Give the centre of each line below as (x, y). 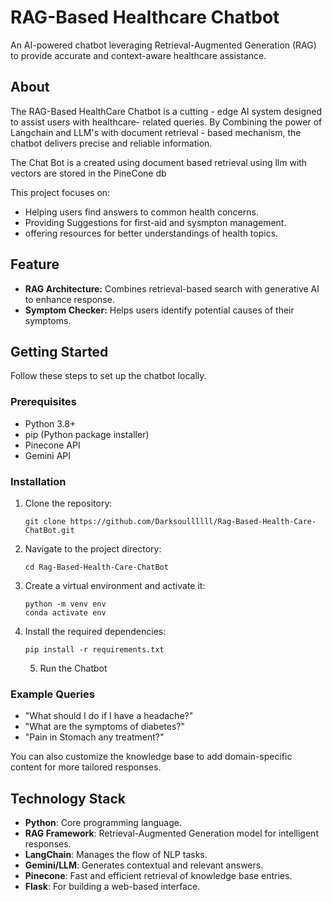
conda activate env (65, 612)
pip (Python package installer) (87, 434)
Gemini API (48, 455)
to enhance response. (69, 299)
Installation (38, 481)
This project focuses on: (60, 192)
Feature (35, 264)
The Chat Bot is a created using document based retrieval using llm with (159, 162)
